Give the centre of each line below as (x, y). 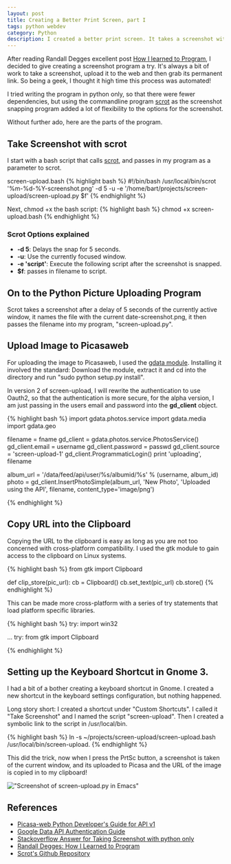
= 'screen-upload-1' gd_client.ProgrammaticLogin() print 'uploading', (104, 454)
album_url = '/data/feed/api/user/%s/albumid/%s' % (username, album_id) (113, 474)
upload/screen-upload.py (43, 195)
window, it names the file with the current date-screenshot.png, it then (107, 317)
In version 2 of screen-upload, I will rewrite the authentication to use (104, 390)
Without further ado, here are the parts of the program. (85, 122)
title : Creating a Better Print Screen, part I (77, 20)
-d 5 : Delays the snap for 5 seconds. (69, 250)
